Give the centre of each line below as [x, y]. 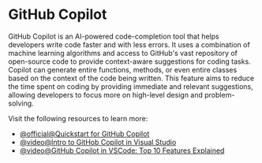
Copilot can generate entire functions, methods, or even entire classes [123, 69]
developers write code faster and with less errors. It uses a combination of [129, 44]
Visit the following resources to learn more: [78, 118]
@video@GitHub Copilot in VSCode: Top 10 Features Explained [122, 150]
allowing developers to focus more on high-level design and [106, 94]
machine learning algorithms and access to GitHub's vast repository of [123, 53]
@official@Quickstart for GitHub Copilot [84, 133]
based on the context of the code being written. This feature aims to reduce [131, 78]
